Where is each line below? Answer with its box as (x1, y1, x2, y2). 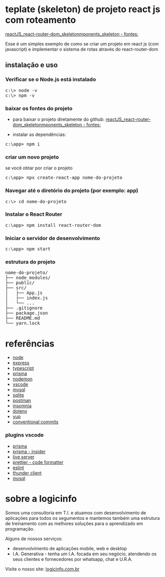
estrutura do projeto (5, 259, 56, 266)
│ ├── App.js (5, 290, 43, 296)
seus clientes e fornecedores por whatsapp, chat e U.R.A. (12, 556, 133, 562)
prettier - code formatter (12, 459, 64, 465)
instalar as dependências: (12, 131, 67, 137)
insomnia (12, 403, 32, 409)
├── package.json (5, 310, 48, 316)
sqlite (12, 392, 24, 398)
